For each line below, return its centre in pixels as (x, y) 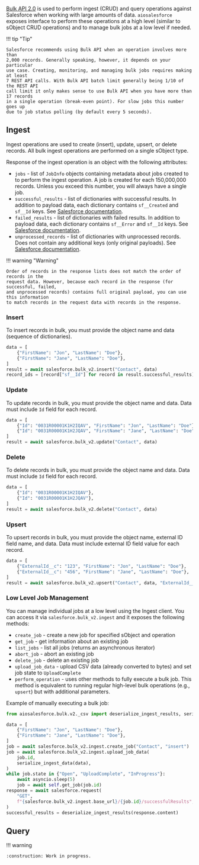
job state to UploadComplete (48, 673)
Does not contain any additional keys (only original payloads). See (95, 243)
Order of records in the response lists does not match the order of (94, 271)
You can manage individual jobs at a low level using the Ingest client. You (95, 611)
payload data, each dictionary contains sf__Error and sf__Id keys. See (101, 224)
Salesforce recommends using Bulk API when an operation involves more (96, 50)
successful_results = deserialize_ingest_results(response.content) (92, 813)
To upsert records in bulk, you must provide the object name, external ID (94, 537)
